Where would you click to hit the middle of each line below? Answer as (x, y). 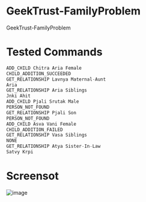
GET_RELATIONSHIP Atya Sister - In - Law (53, 146)
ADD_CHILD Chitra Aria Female (44, 68)
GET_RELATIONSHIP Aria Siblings (47, 90)
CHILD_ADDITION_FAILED (35, 130)
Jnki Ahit (19, 96)
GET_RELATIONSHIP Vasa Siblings (47, 135)
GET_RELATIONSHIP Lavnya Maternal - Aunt (56, 79)
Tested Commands (54, 52)
